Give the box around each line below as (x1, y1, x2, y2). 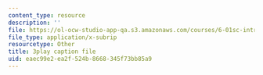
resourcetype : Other (8, 41, 76, 48)
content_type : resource (8, 11, 86, 20)
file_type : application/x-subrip (8, 33, 117, 41)
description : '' (8, 19, 61, 27)
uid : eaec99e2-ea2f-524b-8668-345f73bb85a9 (8, 55, 153, 63)
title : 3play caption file (8, 48, 96, 55)
